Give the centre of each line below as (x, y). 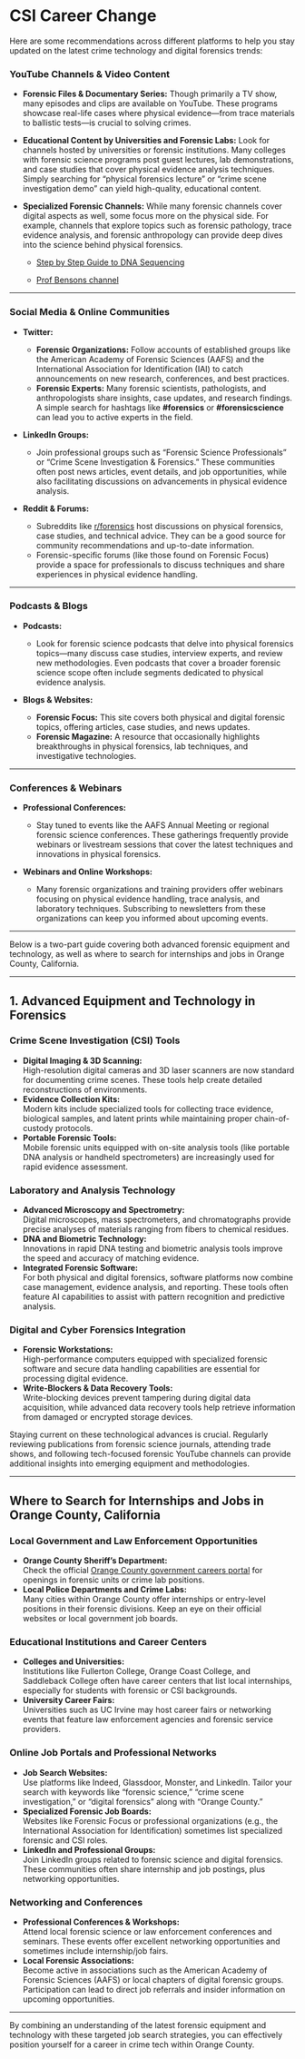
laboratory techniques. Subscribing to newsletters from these (151, 909)
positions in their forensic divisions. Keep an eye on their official (142, 1609)
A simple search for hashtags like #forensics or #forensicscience (160, 407)
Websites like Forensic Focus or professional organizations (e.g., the (150, 1820)
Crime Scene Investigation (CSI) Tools (95, 1040)
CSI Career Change (83, 16)
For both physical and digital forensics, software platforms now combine (157, 1277)
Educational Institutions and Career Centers (108, 1642)
